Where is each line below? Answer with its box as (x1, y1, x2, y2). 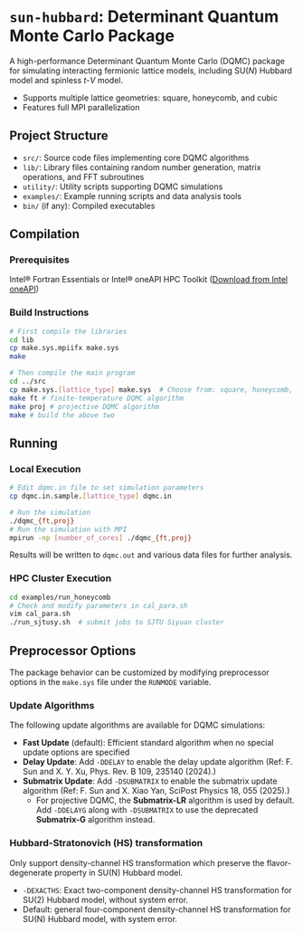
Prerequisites (9, 253, 70, 266)
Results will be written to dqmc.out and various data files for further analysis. (9, 549, 293, 560)
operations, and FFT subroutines (22, 171, 145, 182)
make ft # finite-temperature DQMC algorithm (9, 394, 184, 403)
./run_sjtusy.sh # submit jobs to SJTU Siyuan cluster (9, 618, 224, 627)
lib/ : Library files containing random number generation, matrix (22, 161, 261, 173)
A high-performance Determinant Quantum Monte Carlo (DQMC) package (9, 55, 285, 66)
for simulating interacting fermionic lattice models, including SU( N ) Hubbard (9, 65, 292, 76)
